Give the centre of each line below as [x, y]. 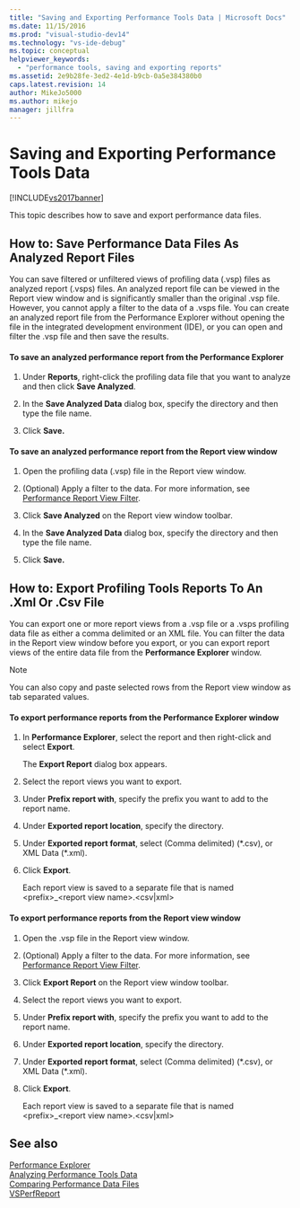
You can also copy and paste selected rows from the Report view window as [150, 687]
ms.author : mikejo [43, 101]
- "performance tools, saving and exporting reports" [120, 68]
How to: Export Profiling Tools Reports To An [136, 588]
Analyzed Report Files [72, 257]
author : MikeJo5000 [46, 93]
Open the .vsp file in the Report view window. [106, 938]
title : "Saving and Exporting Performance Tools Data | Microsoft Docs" [148, 18]
